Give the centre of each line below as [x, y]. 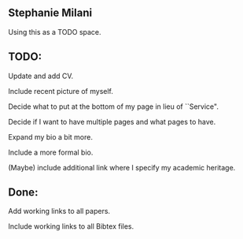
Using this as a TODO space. [55, 32]
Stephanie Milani [50, 13]
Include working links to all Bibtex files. [71, 226]
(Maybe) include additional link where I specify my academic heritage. [122, 167]
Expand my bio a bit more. [50, 136]
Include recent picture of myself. [61, 91]
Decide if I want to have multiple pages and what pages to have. [112, 121]
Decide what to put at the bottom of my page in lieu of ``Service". [113, 106]
